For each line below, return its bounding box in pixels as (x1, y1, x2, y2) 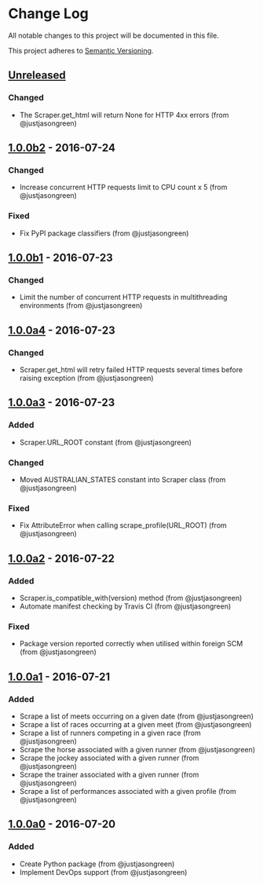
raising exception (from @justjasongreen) (19, 373, 155, 382)
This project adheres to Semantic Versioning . (8, 46, 154, 55)
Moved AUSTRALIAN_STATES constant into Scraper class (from (19, 474, 226, 484)
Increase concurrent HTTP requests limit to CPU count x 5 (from (19, 182, 228, 192)
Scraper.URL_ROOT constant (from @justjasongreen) (19, 437, 192, 447)
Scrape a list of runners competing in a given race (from (19, 728, 202, 737)
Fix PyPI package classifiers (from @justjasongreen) (19, 229, 189, 238)
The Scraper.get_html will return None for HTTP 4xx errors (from (19, 110, 229, 119)
